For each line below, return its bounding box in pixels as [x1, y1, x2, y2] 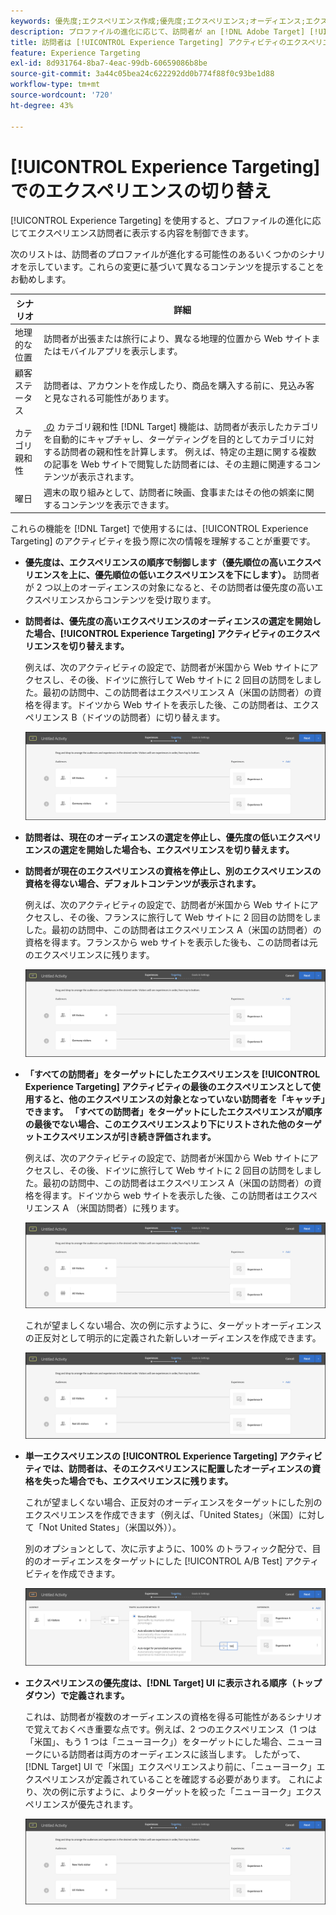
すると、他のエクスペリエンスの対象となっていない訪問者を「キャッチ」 [33, 1093, 326, 1105]
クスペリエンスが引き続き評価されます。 [51, 1130, 217, 1142]
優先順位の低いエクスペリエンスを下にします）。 [94, 569, 292, 581]
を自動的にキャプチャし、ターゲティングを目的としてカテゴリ [43, 433, 297, 445]
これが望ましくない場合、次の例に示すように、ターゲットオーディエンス [24, 1320, 323, 1332]
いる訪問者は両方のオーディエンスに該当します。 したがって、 [51, 1748, 306, 1760]
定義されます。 [68, 1690, 130, 1702]
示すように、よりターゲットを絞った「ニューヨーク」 [77, 1786, 297, 1798]
